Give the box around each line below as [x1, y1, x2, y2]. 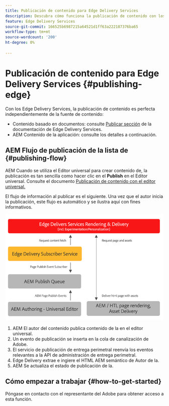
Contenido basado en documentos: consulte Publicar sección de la [12, 121, 152, 127]
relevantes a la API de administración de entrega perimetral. [12, 352, 137, 358]
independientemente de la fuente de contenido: [5, 111, 104, 117]
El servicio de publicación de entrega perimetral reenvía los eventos [12, 347, 153, 353]
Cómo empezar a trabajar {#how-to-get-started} [5, 377, 162, 386]
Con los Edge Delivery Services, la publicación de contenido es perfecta [5, 106, 155, 112]
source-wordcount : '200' [5, 35, 57, 40]
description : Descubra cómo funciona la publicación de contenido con [5, 13, 156, 19]
